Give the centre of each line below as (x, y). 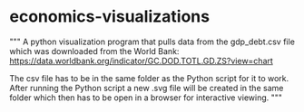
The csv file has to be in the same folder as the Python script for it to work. (149, 78)
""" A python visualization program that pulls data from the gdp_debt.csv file (152, 42)
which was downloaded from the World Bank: (94, 51)
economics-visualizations (110, 17)
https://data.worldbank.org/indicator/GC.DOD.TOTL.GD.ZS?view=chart (142, 61)
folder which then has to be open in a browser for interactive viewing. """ (146, 98)
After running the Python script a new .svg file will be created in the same (147, 88)
